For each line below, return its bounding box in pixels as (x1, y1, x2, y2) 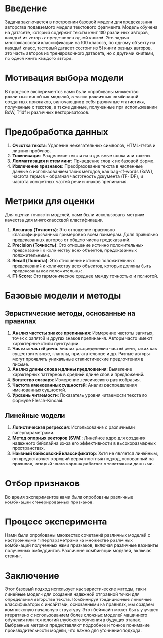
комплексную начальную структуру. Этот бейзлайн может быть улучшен (5, 607, 159, 613)
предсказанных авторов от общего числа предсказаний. (12, 237, 131, 243)
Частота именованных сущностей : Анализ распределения (12, 382, 137, 387)
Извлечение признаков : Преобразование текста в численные (12, 163, 143, 169)
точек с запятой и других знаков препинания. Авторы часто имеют (12, 335, 153, 341)
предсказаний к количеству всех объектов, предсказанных (12, 247, 137, 253)
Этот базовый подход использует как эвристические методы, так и (5, 586, 146, 592)
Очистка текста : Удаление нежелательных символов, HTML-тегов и (12, 142, 156, 148)
